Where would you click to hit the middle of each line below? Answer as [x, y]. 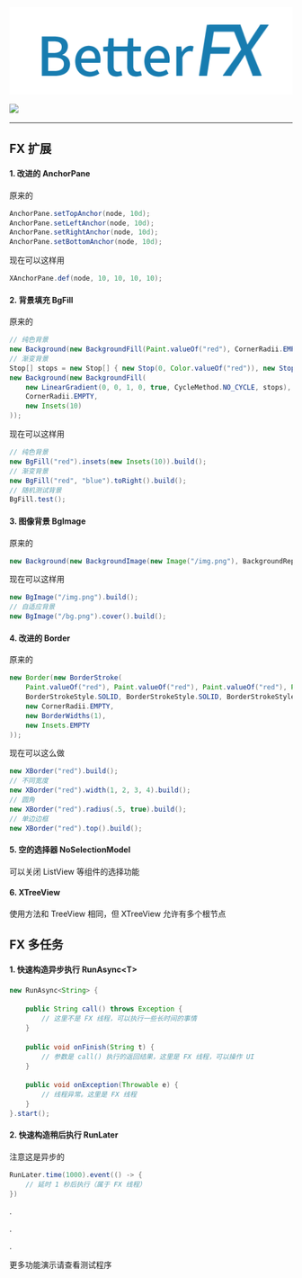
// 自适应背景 [32, 607]
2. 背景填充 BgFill [41, 300]
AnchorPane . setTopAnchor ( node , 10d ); [80, 213]
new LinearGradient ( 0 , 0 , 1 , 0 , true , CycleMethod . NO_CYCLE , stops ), [159, 387]
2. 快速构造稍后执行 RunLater [64, 1135]
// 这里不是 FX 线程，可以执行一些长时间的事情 [120, 1019]
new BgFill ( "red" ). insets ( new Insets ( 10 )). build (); [108, 462]
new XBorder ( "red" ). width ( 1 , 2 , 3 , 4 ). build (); [100, 790]
